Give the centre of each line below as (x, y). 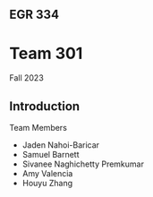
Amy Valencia (47, 174)
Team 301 (46, 53)
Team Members (38, 128)
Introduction (45, 106)
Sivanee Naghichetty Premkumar (83, 164)
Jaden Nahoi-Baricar (61, 145)
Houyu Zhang (47, 184)
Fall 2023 (27, 78)
